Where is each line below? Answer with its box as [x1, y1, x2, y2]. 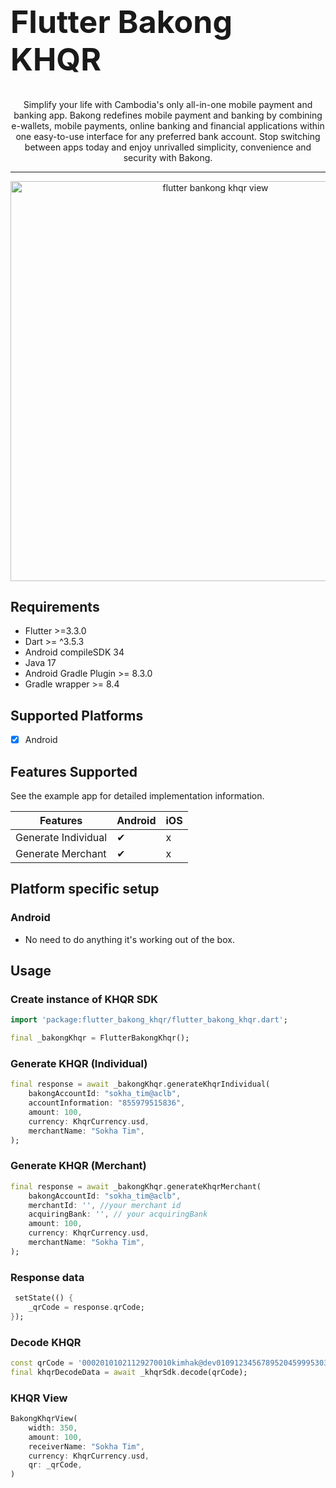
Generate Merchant [15, 847, 107, 860]
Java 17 [24, 657, 57, 669]
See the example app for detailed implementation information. [10, 790, 265, 802]
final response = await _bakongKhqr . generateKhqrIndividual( [10, 1079, 271, 1090]
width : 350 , [28, 1423, 78, 1433]
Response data [10, 1270, 85, 1284]
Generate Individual [15, 831, 108, 844]
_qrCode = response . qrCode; [28, 1303, 145, 1313]
